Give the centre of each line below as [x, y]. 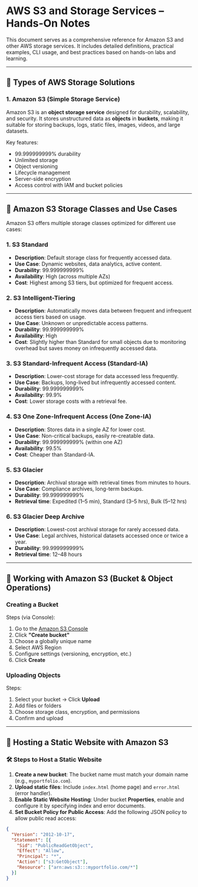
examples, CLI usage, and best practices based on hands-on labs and [91, 52]
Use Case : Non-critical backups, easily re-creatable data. [85, 436]
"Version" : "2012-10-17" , [43, 835]
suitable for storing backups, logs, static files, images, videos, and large [93, 124]
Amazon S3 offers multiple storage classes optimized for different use [91, 223]
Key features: [22, 142]
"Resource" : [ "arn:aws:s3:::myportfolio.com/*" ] [77, 868]
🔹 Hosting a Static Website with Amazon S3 [88, 742]
